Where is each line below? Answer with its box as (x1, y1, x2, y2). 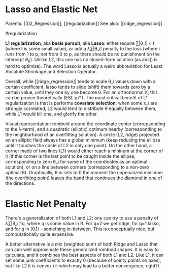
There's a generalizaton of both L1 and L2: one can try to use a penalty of (5, 215, 159, 221)
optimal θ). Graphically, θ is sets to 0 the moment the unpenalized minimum (5, 169, 163, 175)
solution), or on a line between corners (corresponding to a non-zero (5, 164, 149, 170)
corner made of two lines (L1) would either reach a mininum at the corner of (5, 148, 163, 154)
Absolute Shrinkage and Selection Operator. (5, 68, 97, 74)
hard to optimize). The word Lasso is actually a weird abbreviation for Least (5, 63, 163, 69)
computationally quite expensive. (5, 231, 75, 237)
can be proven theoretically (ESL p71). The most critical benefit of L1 (5, 94, 148, 100)
